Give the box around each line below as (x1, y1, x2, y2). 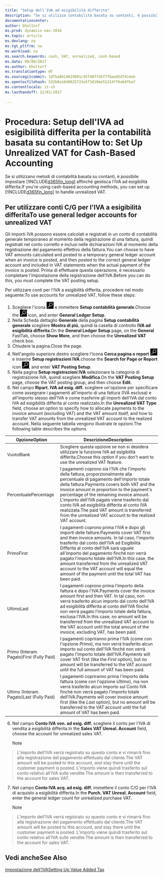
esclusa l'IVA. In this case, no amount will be (60, 613, 147, 619)
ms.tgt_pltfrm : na (5, 44, 42, 49)
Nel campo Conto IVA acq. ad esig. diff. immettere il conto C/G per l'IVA (12, 784, 157, 791)
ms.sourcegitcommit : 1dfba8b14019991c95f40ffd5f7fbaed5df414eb (5, 74, 136, 80)
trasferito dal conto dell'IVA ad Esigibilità (60, 540, 141, 546)
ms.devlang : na (5, 39, 36, 44)
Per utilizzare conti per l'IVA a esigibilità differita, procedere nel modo (5, 287, 144, 293)
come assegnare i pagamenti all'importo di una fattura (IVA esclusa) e (12, 390, 152, 396)
